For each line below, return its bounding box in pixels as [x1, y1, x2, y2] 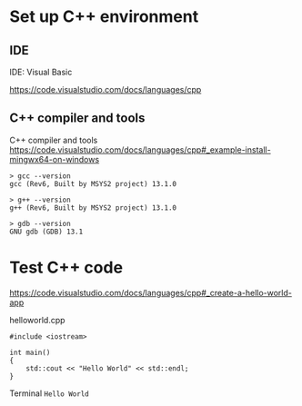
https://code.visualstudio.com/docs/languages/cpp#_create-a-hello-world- [9, 287, 293, 298]
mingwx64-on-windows [9, 153, 100, 164]
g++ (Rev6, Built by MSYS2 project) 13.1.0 [9, 203, 177, 213]
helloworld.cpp [9, 314, 65, 325]
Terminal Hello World [9, 388, 89, 399]
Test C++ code [9, 257, 124, 278]
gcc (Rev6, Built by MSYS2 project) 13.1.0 [9, 179, 177, 188]
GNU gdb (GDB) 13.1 [9, 227, 84, 236]
